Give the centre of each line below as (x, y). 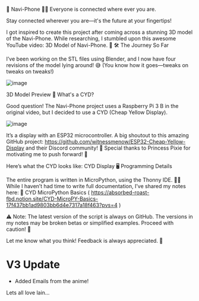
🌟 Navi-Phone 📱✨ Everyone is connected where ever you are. (81, 9)
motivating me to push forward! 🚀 (47, 154)
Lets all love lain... (28, 292)
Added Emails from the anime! (52, 281)
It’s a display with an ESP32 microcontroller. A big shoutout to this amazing (97, 135)
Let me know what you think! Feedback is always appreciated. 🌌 (85, 241)
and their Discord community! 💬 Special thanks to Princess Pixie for (108, 148)
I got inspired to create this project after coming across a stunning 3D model (99, 32)
